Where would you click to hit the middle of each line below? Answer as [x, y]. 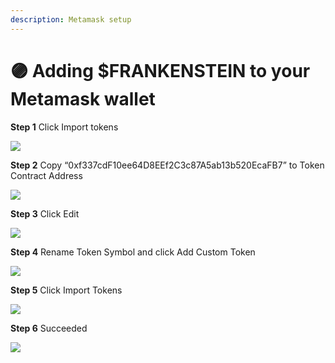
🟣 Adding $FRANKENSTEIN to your [160, 70]
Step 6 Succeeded [49, 328]
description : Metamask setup [71, 19]
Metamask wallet [83, 98]
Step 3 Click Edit [45, 213]
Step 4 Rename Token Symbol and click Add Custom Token [133, 252]
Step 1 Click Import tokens [64, 127]
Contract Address [46, 175]
